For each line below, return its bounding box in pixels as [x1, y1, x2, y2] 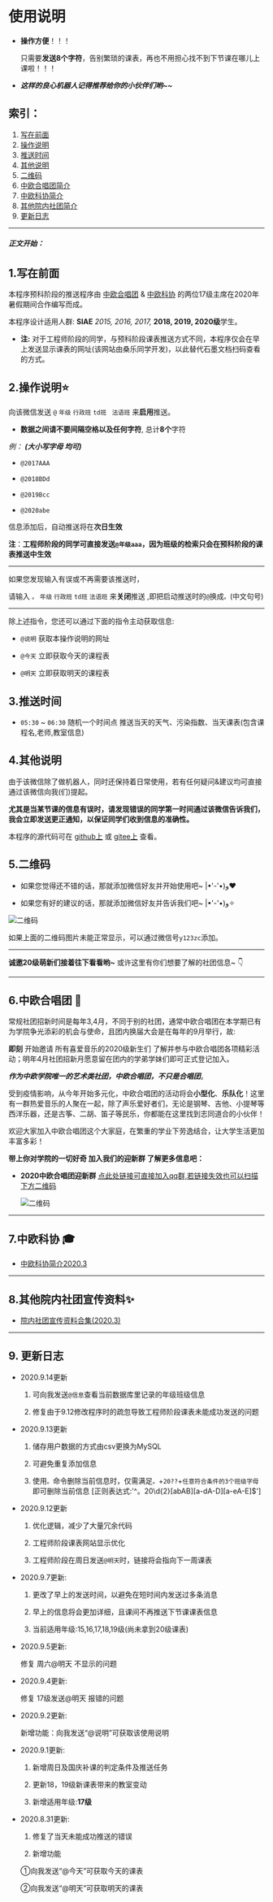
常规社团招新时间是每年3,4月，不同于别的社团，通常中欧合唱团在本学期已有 [8, 1016, 262, 1026]
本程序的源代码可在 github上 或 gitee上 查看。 [8, 831, 162, 841]
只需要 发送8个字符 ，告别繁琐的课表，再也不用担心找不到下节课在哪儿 [19, 53, 253, 63]
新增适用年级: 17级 [32, 1796, 92, 1806]
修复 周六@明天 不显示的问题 [19, 1658, 118, 1668]
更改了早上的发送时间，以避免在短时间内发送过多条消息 [32, 1589, 218, 1599]
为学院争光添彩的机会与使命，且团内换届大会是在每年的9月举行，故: [8, 1027, 236, 1037]
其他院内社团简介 [19, 201, 78, 210]
